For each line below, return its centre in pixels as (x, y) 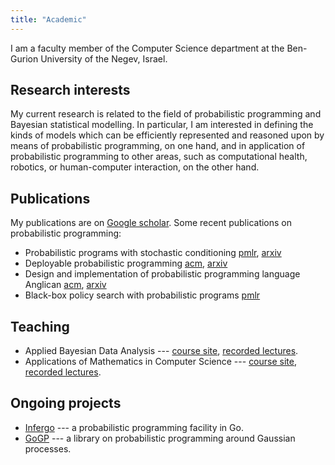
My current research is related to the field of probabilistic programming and (166, 114)
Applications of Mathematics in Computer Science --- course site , (160, 362)
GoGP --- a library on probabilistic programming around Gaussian (160, 438)
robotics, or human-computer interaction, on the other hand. (135, 167)
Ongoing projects (66, 403)
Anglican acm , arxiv (65, 285)
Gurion (24, 58)
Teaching (40, 326)
